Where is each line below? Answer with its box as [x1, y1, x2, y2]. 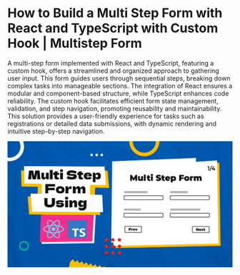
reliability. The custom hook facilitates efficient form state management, [7, 96, 219, 105]
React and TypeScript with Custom [7, 20, 219, 36]
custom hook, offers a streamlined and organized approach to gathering [7, 66, 219, 75]
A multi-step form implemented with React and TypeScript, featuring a [7, 58, 214, 67]
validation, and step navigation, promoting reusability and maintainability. [7, 104, 222, 113]
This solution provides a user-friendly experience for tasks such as [7, 112, 205, 120]
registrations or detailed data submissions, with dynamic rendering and [7, 119, 216, 128]
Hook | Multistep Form [7, 36, 143, 51]
